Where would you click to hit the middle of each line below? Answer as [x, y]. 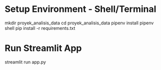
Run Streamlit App [43, 48]
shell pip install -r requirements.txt [40, 28]
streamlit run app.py [25, 62]
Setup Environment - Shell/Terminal [80, 9]
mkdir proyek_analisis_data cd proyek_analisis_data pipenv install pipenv [79, 23]
